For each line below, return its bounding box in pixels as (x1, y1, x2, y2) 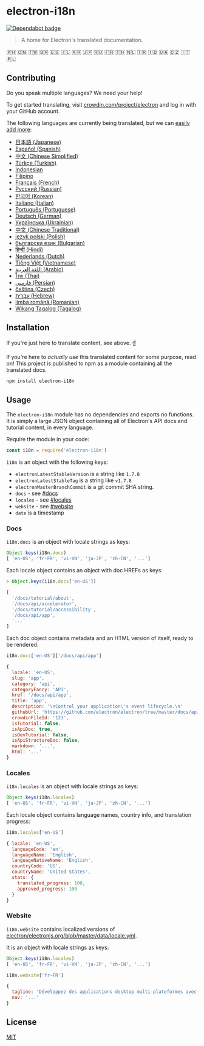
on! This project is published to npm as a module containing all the (6, 360, 172, 367)
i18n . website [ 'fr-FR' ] (6, 972, 64, 978)
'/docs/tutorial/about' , (12, 595, 75, 601)
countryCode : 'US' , (12, 863, 61, 869)
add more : (6, 126, 32, 133)
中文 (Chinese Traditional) (15, 226, 80, 233)
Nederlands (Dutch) (15, 252, 65, 260)
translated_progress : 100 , (17, 880, 86, 886)
